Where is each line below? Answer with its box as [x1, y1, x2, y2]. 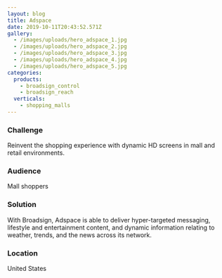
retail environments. [7, 149, 65, 157]
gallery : [7, 30, 33, 37]
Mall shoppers [7, 182, 49, 191]
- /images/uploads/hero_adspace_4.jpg [13, 56, 128, 63]
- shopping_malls [20, 102, 71, 109]
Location [7, 248, 39, 258]
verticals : [13, 96, 46, 103]
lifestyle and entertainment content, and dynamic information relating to [7, 223, 215, 232]
